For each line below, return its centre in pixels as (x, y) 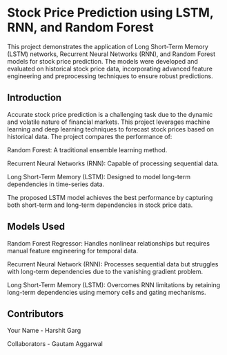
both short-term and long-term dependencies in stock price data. (100, 205)
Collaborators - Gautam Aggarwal (55, 344)
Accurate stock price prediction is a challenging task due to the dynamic (110, 114)
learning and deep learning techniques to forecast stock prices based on (110, 129)
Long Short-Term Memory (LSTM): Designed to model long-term (99, 176)
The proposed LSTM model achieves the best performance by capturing (110, 197)
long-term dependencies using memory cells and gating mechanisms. (107, 292)
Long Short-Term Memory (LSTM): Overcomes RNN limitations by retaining (114, 284)
